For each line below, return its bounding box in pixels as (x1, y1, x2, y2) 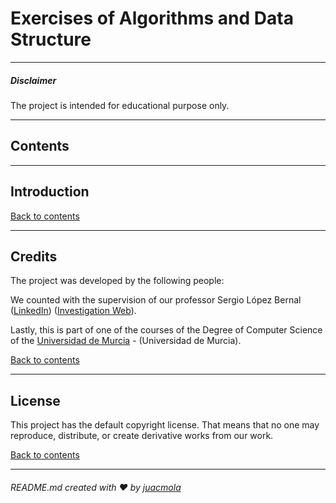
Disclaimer (10, 74, 57, 86)
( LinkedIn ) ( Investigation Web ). (10, 305, 137, 317)
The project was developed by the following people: (10, 275, 225, 287)
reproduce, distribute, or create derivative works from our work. (10, 430, 274, 442)
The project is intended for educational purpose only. (10, 99, 230, 111)
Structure (10, 28, 92, 51)
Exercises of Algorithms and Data (10, 7, 294, 30)
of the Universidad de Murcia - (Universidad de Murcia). (10, 335, 242, 347)
